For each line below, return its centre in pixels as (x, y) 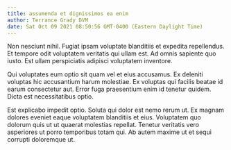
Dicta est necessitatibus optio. (50, 97)
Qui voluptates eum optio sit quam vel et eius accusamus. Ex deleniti (105, 74)
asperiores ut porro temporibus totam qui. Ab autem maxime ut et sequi (109, 132)
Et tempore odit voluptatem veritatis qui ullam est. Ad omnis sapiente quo (112, 53)
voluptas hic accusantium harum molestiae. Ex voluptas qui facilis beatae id (115, 82)
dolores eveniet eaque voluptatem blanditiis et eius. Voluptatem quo (104, 117)
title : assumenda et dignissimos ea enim (68, 14)
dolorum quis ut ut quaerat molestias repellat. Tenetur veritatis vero (103, 125)
